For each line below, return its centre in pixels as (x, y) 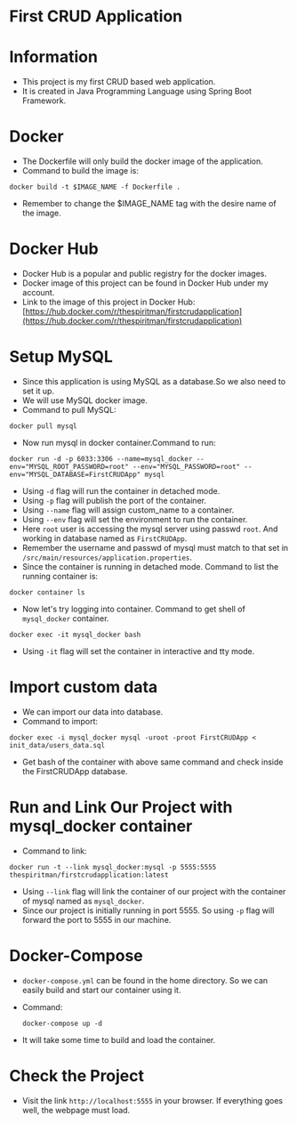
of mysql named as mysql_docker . (83, 901)
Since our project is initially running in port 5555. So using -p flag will (148, 910)
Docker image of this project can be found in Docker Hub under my (145, 283)
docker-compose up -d (62, 1023)
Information (53, 57)
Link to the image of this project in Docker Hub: (108, 302)
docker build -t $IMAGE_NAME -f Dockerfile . (95, 187)
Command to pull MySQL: (69, 409)
